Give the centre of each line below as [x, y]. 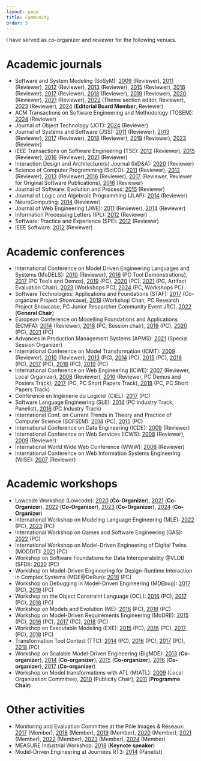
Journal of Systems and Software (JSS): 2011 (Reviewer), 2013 [92, 132]
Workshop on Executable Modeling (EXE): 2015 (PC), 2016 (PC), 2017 [100, 628]
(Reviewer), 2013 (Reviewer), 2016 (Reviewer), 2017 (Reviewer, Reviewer [103, 176]
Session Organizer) [39, 345]
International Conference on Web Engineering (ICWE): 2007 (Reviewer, [102, 370]
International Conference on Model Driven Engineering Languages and [102, 268]
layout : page [22, 12]
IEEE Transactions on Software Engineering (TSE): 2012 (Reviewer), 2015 [105, 151]
